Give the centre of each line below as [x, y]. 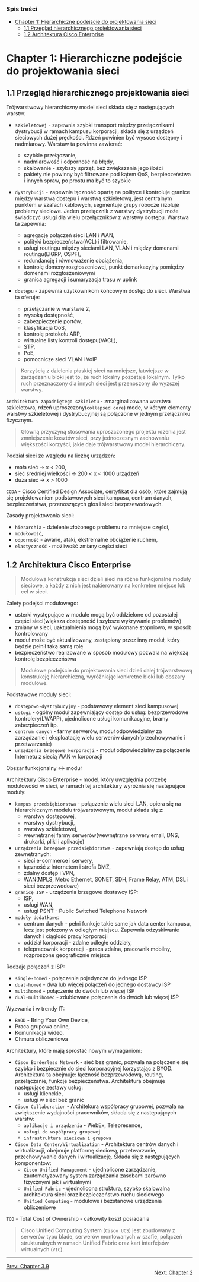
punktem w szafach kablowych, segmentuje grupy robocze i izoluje [97, 205]
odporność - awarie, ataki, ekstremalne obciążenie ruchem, [86, 540]
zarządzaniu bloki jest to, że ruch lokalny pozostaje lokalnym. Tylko [103, 377]
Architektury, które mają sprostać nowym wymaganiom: [74, 1051]
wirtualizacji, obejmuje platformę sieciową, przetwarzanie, [86, 1151]
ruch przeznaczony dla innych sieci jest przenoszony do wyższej [100, 383]
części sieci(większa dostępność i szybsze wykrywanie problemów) [98, 621]
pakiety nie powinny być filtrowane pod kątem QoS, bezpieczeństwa [107, 175]
